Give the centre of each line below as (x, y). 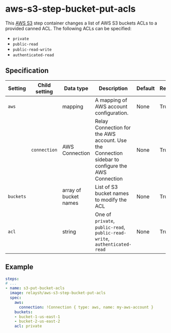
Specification (27, 71)
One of (103, 214)
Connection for (113, 127)
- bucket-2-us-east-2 (37, 322)
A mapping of (111, 100)
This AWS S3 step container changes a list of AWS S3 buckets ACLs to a (81, 23)
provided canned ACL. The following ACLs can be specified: (68, 28)
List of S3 (106, 187)
